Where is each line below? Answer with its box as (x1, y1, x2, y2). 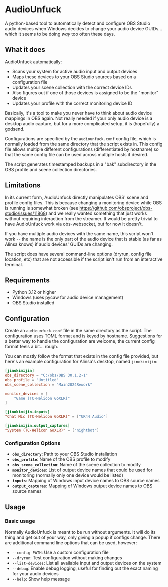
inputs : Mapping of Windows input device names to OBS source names (12, 478, 160, 484)
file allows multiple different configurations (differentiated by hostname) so (5, 146, 159, 152)
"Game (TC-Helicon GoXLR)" (14, 396, 70, 401)
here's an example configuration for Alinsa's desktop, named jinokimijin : (5, 359, 158, 365)
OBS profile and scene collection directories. (5, 166, 97, 172)
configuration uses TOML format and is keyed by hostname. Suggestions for (5, 333, 162, 339)
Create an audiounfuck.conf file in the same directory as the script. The (5, 328, 152, 334)
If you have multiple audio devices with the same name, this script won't (5, 230, 154, 236)
